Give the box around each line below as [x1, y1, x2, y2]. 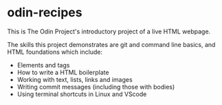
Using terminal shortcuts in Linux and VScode [16, 90, 147, 98]
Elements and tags [16, 61, 70, 69]
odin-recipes [7, 5, 82, 20]
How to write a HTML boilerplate [16, 68, 109, 76]
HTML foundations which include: [7, 48, 103, 56]
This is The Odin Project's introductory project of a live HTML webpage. [7, 27, 211, 35]
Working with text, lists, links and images [16, 75, 133, 83]
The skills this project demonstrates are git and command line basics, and [7, 40, 216, 48]
